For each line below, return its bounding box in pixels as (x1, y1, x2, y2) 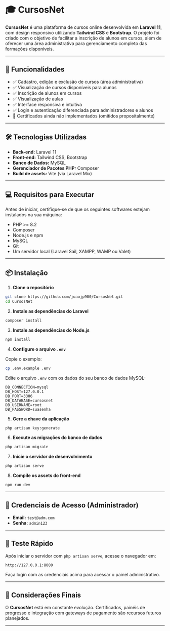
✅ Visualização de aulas (12, 96, 63, 102)
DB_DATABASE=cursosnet (5, 398, 53, 403)
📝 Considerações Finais (5, 591, 81, 600)
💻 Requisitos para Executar (5, 190, 95, 199)
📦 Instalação (5, 268, 48, 277)
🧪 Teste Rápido (5, 539, 54, 548)
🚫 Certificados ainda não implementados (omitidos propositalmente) (12, 112, 155, 119)
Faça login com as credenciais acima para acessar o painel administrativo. (5, 571, 160, 577)
